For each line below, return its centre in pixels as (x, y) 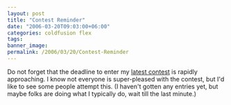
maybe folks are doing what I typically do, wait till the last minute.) (102, 93)
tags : (15, 39)
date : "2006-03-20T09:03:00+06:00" (59, 26)
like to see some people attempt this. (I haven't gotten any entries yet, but (113, 86)
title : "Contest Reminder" (46, 20)
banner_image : (28, 46)
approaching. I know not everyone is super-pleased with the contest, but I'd (116, 79)
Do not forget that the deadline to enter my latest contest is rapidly (103, 71)
